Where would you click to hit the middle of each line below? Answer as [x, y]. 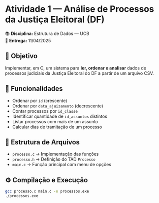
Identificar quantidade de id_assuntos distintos [60, 116]
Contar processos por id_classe [45, 111]
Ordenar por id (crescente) [40, 101]
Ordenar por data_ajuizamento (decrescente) [58, 106]
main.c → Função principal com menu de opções [62, 165]
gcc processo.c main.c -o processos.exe [47, 191]
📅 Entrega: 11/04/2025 [28, 40]
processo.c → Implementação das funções [55, 154]
